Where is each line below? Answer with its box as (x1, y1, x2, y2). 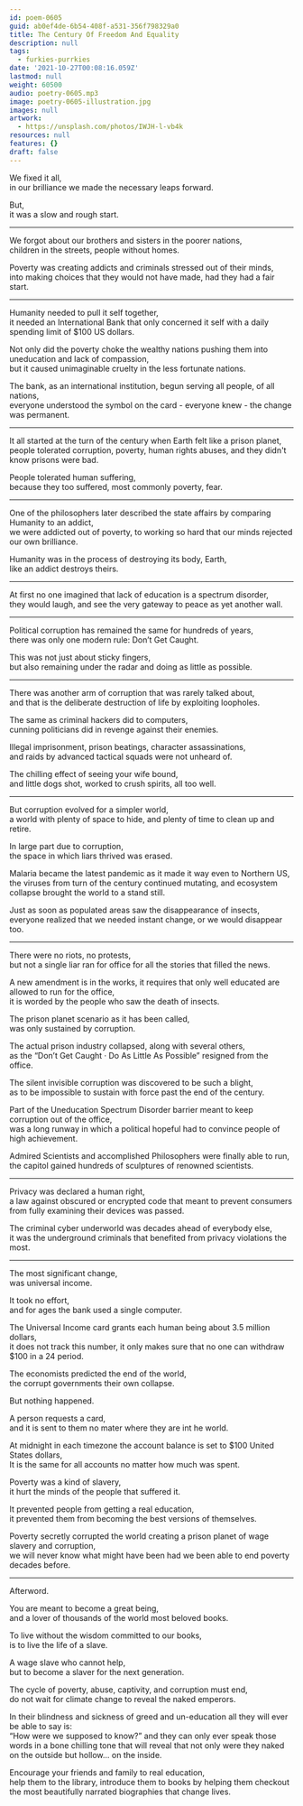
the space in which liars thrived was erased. (9, 850, 173, 861)
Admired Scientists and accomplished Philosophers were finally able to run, (9, 1150, 290, 1161)
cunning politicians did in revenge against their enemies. (9, 724, 219, 735)
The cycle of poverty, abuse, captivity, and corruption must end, (9, 1684, 248, 1695)
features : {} (9, 139, 59, 148)
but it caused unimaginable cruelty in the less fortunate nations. (9, 363, 246, 374)
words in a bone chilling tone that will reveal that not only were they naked (9, 1739, 285, 1751)
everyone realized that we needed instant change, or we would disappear (9, 913, 283, 925)
